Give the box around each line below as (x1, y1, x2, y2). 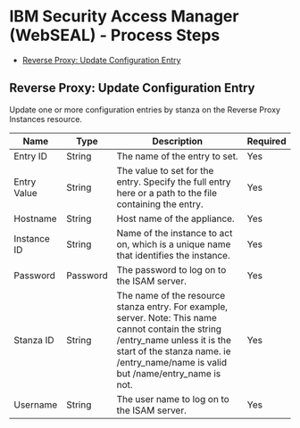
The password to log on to (116, 263, 227, 276)
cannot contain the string (116, 323, 221, 335)
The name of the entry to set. (116, 150, 238, 162)
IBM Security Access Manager (9, 6, 239, 27)
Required (246, 135, 287, 147)
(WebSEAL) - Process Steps (9, 25, 221, 45)
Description (151, 135, 204, 147)
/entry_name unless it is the (116, 333, 232, 346)
